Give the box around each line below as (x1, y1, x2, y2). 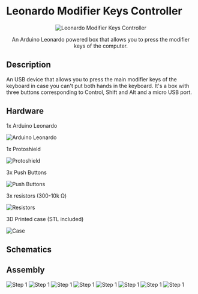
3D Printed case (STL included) (6, 215, 84, 222)
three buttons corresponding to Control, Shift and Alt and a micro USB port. (6, 89, 192, 96)
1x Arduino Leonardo (6, 122, 58, 129)
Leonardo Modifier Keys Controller (6, 4, 182, 18)
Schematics (6, 244, 52, 254)
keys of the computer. (74, 42, 128, 49)
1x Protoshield (6, 145, 41, 152)
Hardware (6, 106, 44, 116)
